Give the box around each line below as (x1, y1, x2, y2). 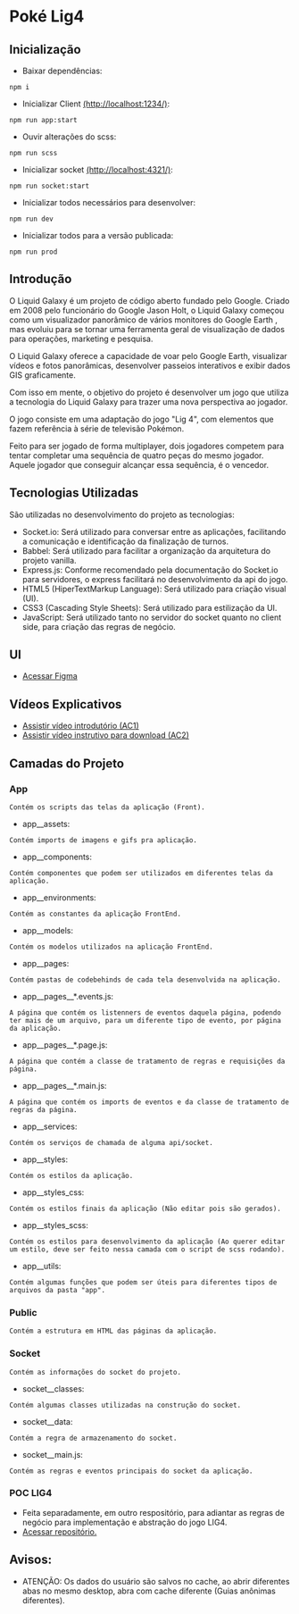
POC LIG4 (9, 1487, 53, 1500)
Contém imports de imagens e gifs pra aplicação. (9, 835, 198, 845)
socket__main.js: (21, 1449, 83, 1459)
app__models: (21, 924, 74, 935)
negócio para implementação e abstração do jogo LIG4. (21, 1517, 228, 1527)
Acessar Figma (21, 671, 78, 682)
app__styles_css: (21, 1186, 85, 1198)
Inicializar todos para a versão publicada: (21, 230, 174, 240)
